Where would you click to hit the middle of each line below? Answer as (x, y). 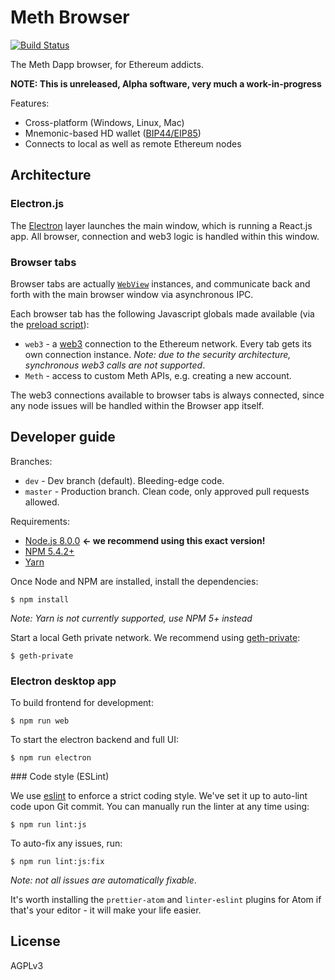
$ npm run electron (51, 758)
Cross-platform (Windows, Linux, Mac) (104, 122)
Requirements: (40, 521)
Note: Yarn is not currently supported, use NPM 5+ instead (131, 618)
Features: (30, 103)
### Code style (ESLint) (60, 777)
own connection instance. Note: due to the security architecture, (158, 354)
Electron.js (37, 204)
